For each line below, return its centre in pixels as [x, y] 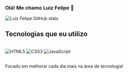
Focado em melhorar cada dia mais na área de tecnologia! [64, 66]
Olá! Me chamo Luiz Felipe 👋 [40, 8]
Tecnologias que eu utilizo [46, 34]
